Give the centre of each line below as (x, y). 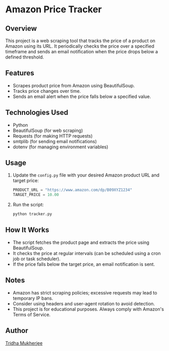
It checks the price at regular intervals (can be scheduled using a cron (87, 253)
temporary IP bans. (33, 298)
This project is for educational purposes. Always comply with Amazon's (88, 309)
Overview (21, 28)
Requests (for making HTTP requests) (53, 136)
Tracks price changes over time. (47, 91)
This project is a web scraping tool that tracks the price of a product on (80, 41)
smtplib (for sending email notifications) (55, 141)
